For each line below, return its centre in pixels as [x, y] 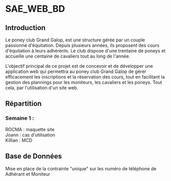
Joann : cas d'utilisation [30, 135]
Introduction [26, 28]
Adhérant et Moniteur [28, 174]
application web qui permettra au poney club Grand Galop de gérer [76, 71]
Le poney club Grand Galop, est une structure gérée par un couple [75, 40]
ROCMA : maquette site [30, 129]
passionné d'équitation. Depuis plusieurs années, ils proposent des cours [82, 45]
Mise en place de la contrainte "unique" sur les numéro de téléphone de [81, 168]
